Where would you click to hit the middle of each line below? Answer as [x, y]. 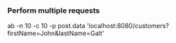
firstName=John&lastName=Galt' [56, 33]
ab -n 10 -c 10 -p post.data [46, 26]
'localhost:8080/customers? [128, 26]
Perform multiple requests [54, 11]
